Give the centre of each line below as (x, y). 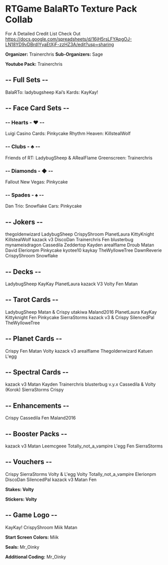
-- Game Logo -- (31, 515)
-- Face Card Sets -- (37, 108)
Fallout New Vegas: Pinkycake (37, 182)
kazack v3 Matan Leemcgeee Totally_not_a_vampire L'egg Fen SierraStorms (84, 446)
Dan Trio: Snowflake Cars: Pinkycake (44, 206)
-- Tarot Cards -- (32, 300)
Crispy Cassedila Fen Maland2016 (41, 418)
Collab (19, 20)
